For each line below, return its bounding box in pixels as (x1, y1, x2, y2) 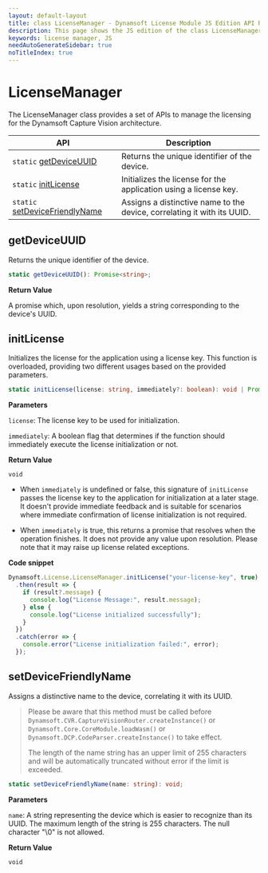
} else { (22, 603, 52, 612)
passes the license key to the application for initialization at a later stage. (19, 493, 259, 503)
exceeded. (27, 764, 63, 774)
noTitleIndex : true (8, 49, 73, 57)
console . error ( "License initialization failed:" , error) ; (22, 640, 219, 648)
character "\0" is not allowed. (8, 827, 105, 836)
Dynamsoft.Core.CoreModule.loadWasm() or (27, 724, 166, 733)
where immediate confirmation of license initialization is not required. (19, 510, 247, 520)
